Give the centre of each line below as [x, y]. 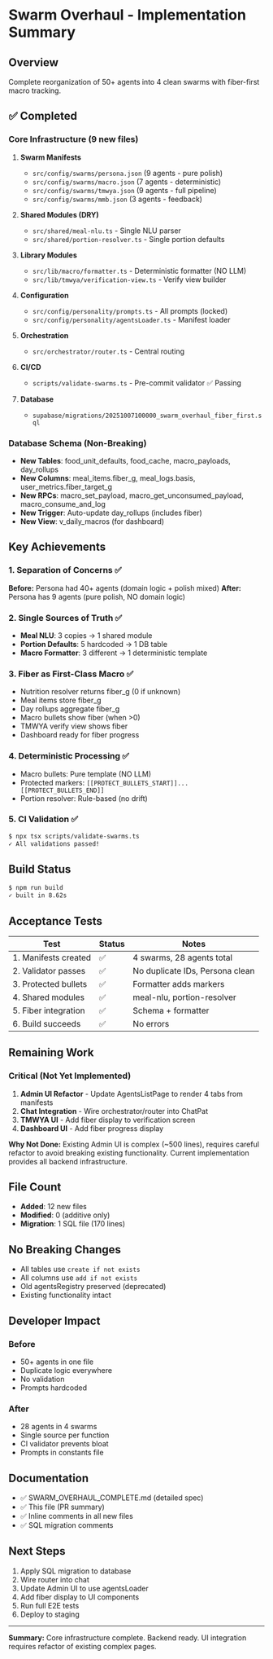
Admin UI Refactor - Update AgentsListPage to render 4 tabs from [132, 1094]
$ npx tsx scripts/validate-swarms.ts [74, 836]
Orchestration [44, 335]
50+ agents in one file [57, 1362]
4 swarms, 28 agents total [183, 957]
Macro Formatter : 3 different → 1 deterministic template [114, 653]
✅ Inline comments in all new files [77, 1516]
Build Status [40, 869]
